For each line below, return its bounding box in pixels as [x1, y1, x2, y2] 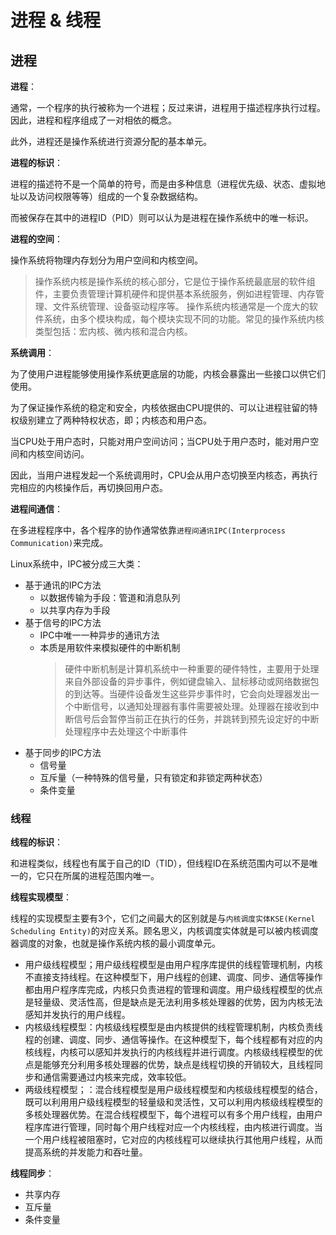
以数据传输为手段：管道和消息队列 [39, 592, 181, 603]
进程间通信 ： [10, 503, 63, 515]
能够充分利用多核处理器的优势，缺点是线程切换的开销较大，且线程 [42, 1059, 315, 1071]
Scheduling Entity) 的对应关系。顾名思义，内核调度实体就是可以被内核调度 [10, 925, 319, 937]
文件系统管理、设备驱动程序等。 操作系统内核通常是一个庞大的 [52, 301, 310, 312]
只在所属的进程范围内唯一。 [44, 870, 160, 882]
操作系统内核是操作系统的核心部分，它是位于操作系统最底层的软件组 [34, 276, 316, 287]
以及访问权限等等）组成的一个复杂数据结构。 [18, 191, 203, 202]
